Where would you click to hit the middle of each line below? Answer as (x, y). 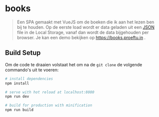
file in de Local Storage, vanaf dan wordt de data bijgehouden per (83, 32)
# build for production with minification (49, 105)
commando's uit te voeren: (32, 70)
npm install (17, 83)
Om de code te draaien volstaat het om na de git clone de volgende (74, 64)
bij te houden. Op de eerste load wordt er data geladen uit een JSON (86, 27)
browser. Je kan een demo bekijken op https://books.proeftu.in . (81, 38)
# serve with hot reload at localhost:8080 (50, 92)
